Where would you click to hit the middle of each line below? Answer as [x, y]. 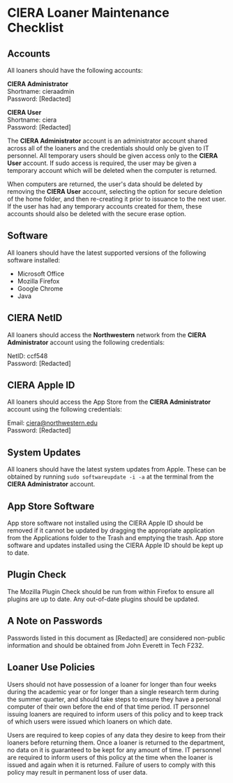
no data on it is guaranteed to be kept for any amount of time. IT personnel [114, 749]
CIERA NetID [35, 318]
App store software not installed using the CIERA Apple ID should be [105, 523]
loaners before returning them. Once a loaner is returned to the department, [116, 742]
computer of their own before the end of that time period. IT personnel [108, 706]
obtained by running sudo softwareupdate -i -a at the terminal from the [111, 477]
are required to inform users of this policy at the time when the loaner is [110, 757]
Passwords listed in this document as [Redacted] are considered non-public [116, 637]
